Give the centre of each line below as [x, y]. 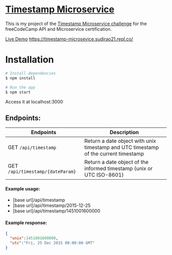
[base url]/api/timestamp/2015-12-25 [52, 205]
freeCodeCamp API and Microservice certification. [59, 29]
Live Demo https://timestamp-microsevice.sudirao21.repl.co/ [69, 39]
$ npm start [18, 92]
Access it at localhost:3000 [34, 102]
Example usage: [23, 188]
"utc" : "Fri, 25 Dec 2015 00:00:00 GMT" [52, 243]
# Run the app [20, 87]
